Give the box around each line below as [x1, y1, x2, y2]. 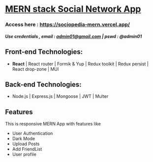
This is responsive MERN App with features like [5, 121, 101, 127]
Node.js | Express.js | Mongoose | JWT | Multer [12, 93, 109, 99]
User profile [12, 152, 37, 158]
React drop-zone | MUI [12, 66, 59, 72]
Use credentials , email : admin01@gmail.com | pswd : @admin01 [5, 33, 142, 39]
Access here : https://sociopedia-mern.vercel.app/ [5, 21, 130, 28]
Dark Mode [12, 136, 35, 142]
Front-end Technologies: [5, 48, 83, 56]
